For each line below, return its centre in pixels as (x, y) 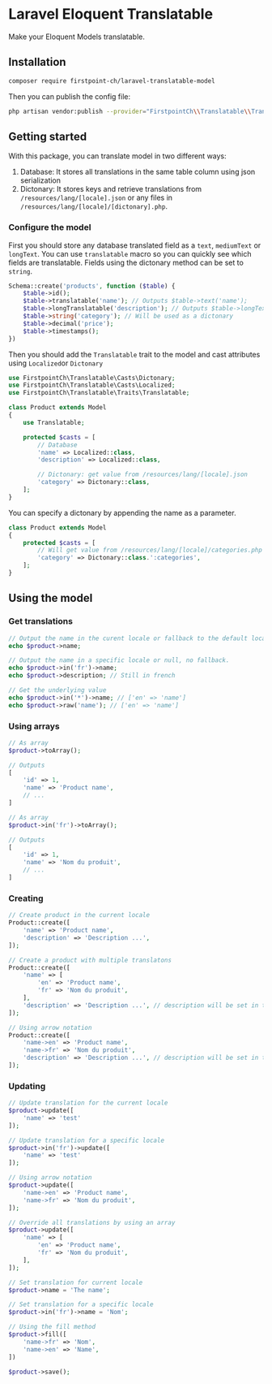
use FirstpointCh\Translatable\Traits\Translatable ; (99, 393)
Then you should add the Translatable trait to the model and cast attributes (134, 354)
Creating (26, 898)
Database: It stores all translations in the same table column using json (138, 172)
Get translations (40, 621)
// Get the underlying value (57, 690)
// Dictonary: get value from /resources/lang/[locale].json (143, 475)
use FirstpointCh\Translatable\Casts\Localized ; (92, 385)
